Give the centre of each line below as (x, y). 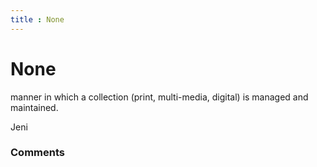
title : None (37, 19)
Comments (37, 153)
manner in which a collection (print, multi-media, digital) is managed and (159, 97)
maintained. (34, 107)
